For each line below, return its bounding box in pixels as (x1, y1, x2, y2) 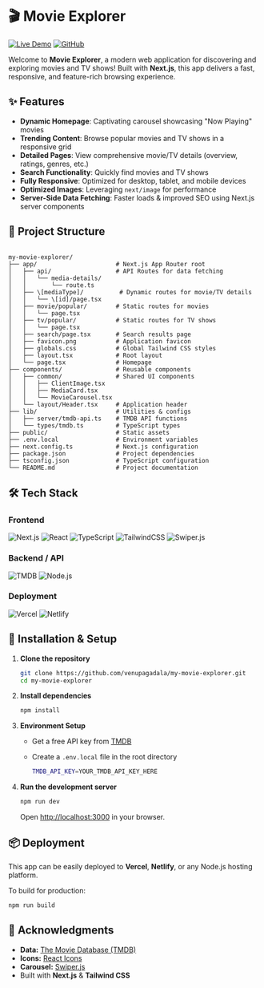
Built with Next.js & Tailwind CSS (19, 970, 130, 980)
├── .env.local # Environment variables (8, 435, 198, 443)
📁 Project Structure (8, 225, 106, 238)
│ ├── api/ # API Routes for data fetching (8, 267, 224, 275)
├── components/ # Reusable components (8, 365, 192, 374)
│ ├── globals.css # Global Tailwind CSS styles (8, 344, 217, 352)
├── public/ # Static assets (8, 428, 170, 436)
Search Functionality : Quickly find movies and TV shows (19, 167, 210, 177)
